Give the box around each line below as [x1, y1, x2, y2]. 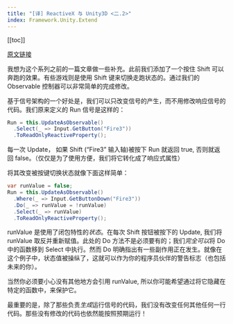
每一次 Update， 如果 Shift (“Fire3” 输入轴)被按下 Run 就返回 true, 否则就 [7, 145, 215, 154]
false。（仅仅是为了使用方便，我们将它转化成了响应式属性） [15, 154, 184, 163]
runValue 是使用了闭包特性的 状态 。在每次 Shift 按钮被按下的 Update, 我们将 [7, 228, 223, 236]
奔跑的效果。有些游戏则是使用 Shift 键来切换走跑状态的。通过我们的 [7, 73, 200, 82]
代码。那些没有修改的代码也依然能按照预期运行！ [7, 309, 147, 318]
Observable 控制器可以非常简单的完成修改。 [7, 82, 134, 90]
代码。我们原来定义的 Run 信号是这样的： [7, 105, 126, 114]
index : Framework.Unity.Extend [7, 17, 98, 24]
